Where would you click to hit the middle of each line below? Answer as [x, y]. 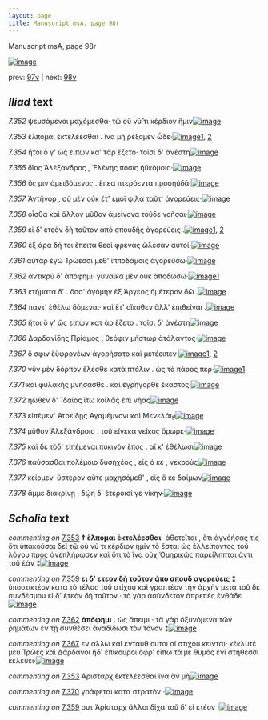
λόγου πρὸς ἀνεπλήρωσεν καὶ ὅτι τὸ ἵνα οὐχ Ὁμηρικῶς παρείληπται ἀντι [131, 555]
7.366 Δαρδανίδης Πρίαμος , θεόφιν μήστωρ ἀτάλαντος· [103, 338]
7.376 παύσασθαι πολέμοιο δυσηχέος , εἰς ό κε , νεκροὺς [103, 462]
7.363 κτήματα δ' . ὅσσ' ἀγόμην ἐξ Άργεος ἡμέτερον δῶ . [103, 292]
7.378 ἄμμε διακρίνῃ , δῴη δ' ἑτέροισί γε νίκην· [86, 494]
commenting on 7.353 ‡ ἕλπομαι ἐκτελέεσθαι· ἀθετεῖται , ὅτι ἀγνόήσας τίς [134, 538]
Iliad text [31, 102]
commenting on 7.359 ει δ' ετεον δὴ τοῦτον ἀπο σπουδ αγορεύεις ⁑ [122, 579]
